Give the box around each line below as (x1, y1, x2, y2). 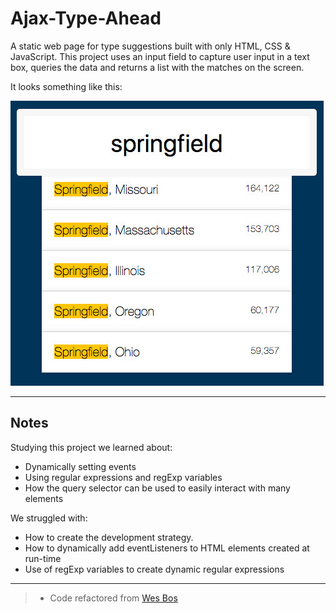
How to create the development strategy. (24, 531, 194, 543)
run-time (24, 552, 62, 564)
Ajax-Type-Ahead (10, 7, 162, 30)
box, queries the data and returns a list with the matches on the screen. (10, 61, 305, 73)
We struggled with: (10, 512, 88, 524)
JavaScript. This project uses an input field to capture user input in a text (10, 50, 310, 62)
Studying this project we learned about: (10, 441, 173, 453)
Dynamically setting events (24, 460, 137, 472)
